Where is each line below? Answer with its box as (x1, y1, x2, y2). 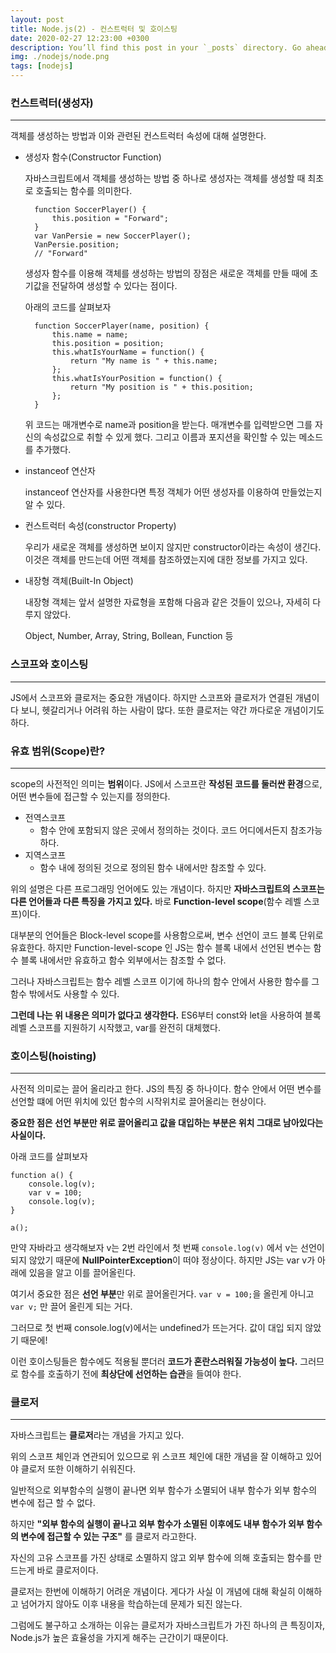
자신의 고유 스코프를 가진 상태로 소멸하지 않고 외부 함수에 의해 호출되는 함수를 (10, 1552, 312, 1564)
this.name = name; (51, 330, 129, 340)
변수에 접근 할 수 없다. (10, 1497, 96, 1509)
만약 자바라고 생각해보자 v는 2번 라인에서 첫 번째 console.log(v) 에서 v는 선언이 (10, 1242, 325, 1254)
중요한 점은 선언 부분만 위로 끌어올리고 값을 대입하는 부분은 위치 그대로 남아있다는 (10, 1117, 324, 1129)
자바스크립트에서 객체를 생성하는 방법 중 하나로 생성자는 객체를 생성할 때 (24, 172, 306, 185)
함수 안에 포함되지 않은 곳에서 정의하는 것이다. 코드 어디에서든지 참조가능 (39, 824, 323, 836)
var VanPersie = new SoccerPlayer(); (34, 231, 192, 241)
